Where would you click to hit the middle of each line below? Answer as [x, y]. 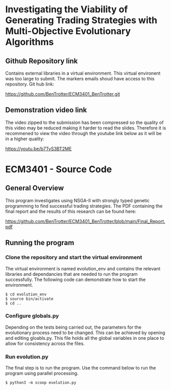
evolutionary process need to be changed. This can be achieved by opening [85, 332]
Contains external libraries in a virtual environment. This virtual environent [83, 73]
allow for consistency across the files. [45, 343]
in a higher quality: [25, 139]
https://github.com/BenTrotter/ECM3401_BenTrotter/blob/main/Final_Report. [85, 221]
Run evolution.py [27, 357]
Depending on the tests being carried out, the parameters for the [74, 327]
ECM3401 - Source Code [59, 169]
